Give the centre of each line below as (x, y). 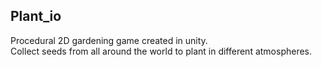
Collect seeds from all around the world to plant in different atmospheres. (161, 51)
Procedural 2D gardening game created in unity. (109, 40)
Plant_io (36, 16)
